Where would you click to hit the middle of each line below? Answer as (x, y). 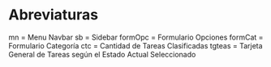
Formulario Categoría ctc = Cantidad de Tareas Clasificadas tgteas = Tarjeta (135, 45)
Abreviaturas (54, 15)
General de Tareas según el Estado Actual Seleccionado (102, 54)
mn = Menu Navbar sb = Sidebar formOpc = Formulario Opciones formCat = (136, 37)
